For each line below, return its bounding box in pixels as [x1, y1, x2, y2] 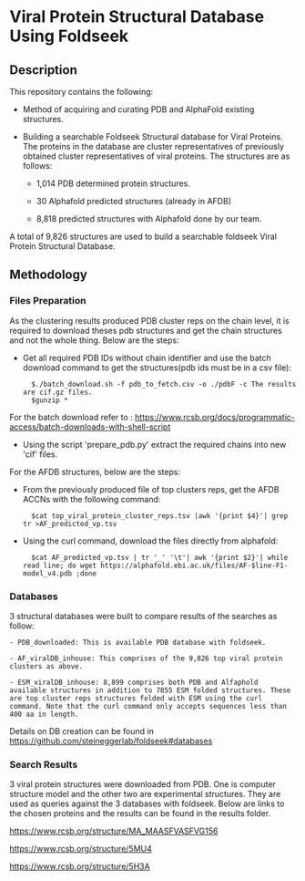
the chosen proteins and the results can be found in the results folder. [9, 808, 271, 819]
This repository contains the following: [9, 87, 154, 97]
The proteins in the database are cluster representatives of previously [22, 141, 285, 151]
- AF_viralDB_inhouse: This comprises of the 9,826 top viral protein [9, 654, 283, 663]
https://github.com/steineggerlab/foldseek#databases [9, 735, 213, 746]
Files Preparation [9, 295, 86, 307]
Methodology [9, 267, 88, 283]
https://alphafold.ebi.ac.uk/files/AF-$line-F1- [99, 561, 289, 570]
